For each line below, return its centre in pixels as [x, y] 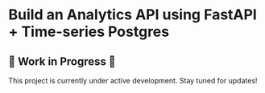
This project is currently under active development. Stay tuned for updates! [133, 81]
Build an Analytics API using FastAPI [133, 15]
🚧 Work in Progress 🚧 [62, 61]
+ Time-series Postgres [89, 32]
